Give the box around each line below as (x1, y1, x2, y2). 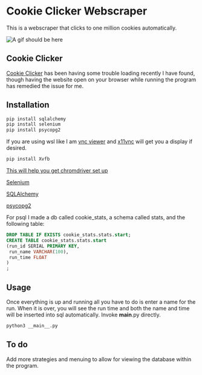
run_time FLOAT (8, 254, 47, 260)
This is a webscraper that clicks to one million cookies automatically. (6, 24, 177, 31)
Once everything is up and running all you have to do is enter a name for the (6, 298, 196, 306)
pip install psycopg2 (6, 127, 61, 133)
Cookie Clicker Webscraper (6, 4, 148, 18)
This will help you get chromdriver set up (6, 167, 108, 175)
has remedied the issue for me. (6, 82, 84, 89)
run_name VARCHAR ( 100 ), (8, 249, 69, 255)
